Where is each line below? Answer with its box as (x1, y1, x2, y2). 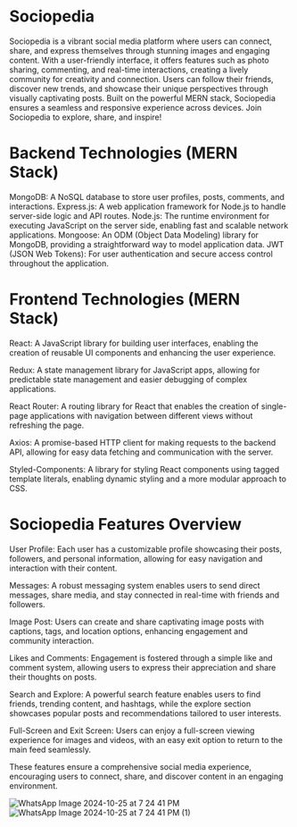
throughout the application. (9, 257, 110, 269)
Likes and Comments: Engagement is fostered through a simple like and (9, 652, 274, 663)
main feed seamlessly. (9, 744, 92, 755)
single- (260, 400, 287, 412)
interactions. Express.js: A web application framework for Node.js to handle (9, 201, 286, 212)
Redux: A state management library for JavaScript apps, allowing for (9, 364, 260, 375)
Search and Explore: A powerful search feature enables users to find (9, 689, 261, 699)
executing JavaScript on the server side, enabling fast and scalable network (9, 220, 289, 230)
